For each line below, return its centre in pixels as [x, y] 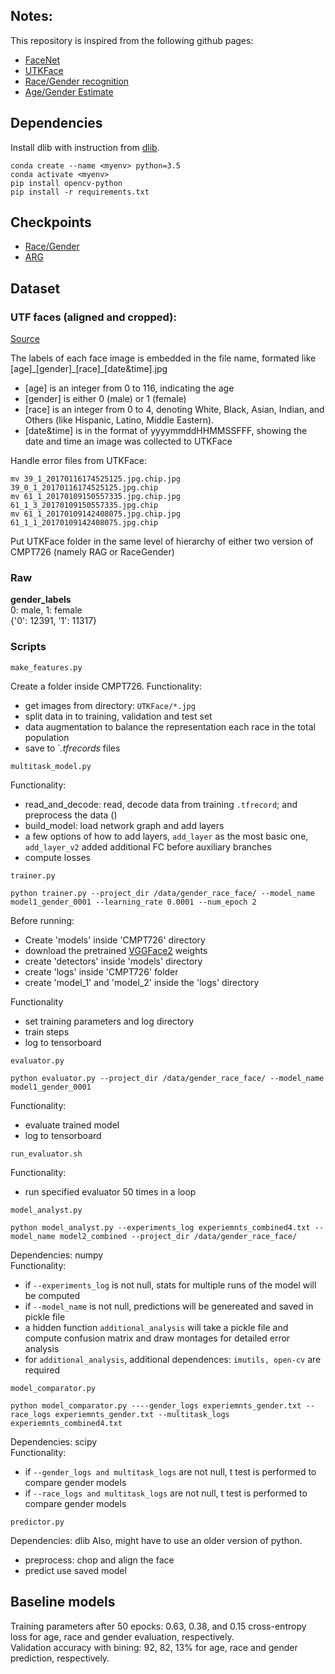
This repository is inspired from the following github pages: [132, 40]
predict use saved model [75, 1570]
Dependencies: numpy [57, 1255]
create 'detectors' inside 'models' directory [113, 961]
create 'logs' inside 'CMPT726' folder [101, 971]
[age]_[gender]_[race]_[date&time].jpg [89, 369]
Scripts [28, 647]
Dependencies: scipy [54, 1441]
